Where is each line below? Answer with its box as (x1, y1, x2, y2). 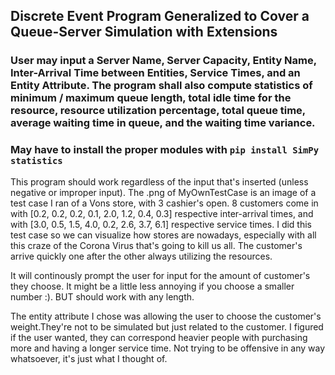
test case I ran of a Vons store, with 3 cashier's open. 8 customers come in (10, 197, 319, 209)
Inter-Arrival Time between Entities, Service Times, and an (10, 66, 301, 80)
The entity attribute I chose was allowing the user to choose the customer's (10, 310, 322, 322)
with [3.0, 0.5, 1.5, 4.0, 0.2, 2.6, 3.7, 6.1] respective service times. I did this (10, 218, 312, 230)
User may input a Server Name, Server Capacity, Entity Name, (10, 54, 317, 68)
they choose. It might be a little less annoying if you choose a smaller (10, 280, 295, 292)
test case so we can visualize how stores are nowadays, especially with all (10, 229, 317, 241)
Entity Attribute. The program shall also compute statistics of (10, 79, 313, 93)
